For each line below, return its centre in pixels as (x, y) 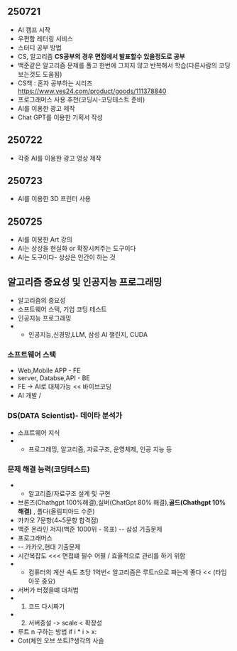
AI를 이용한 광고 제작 (46, 108)
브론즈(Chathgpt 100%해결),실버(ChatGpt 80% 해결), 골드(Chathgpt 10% (121, 502)
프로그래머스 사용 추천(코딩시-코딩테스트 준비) (81, 99)
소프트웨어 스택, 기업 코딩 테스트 (62, 309)
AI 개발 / (29, 396)
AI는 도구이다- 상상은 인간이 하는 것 (66, 257)
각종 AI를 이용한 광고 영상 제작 (59, 158)
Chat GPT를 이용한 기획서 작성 (60, 117)
